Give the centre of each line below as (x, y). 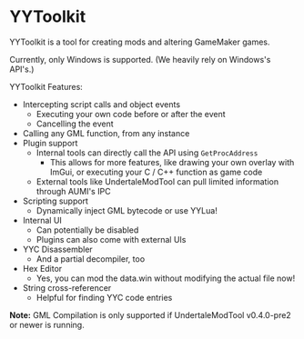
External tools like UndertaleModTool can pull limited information (157, 181)
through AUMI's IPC (73, 191)
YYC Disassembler (57, 249)
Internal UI (42, 220)
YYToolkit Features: (46, 86)
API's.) (22, 69)
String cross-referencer (67, 287)
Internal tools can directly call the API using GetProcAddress (147, 153)
